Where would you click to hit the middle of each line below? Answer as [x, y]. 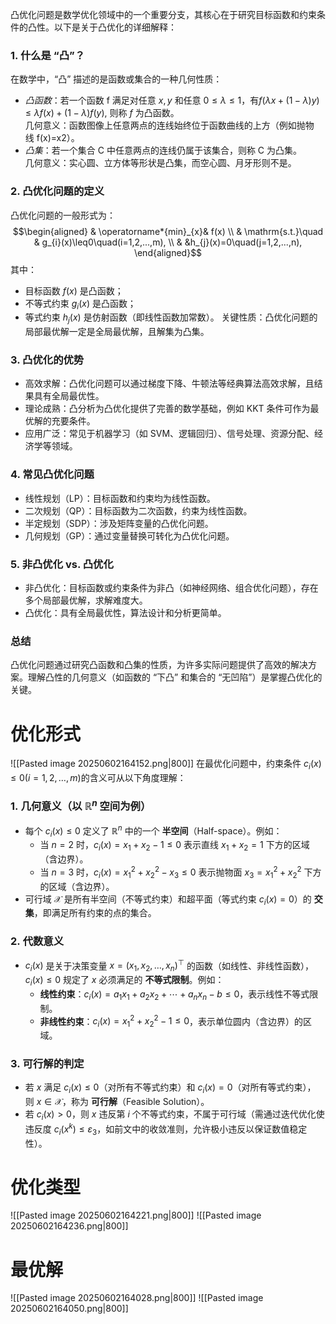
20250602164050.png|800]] [69, 1309]
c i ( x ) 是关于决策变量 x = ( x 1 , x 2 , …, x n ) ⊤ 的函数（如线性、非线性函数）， [169, 966]
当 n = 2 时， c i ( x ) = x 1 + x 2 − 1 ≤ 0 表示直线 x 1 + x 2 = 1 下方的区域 [174, 846]
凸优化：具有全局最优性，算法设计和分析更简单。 [125, 613]
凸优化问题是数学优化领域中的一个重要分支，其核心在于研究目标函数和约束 [163, 14]
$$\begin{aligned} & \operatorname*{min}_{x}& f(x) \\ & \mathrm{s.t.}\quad [168, 231]
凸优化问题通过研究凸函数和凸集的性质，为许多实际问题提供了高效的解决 [159, 665]
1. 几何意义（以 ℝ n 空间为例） [81, 805]
